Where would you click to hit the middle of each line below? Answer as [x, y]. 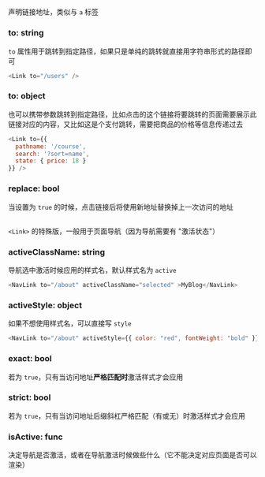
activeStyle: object [45, 305]
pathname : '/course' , [51, 146]
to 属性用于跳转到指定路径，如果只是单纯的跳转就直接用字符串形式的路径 [127, 51]
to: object [27, 96]
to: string [26, 33]
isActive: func [35, 437]
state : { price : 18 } [51, 161]
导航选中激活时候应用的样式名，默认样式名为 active [92, 270]
